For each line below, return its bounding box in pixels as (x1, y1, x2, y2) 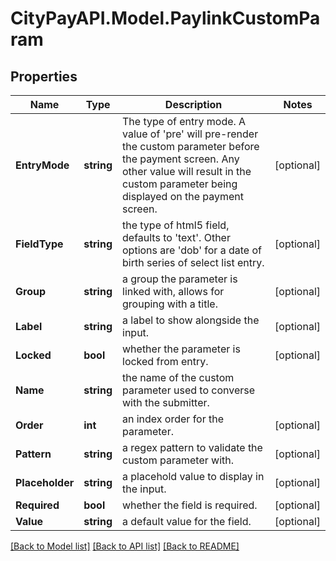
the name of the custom (122, 371, 235, 384)
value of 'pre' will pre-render (122, 127, 259, 141)
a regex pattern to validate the (122, 441, 263, 454)
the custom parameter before (122, 140, 260, 153)
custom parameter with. (122, 453, 235, 467)
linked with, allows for (122, 285, 225, 298)
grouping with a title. (122, 297, 218, 311)
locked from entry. (122, 355, 209, 368)
